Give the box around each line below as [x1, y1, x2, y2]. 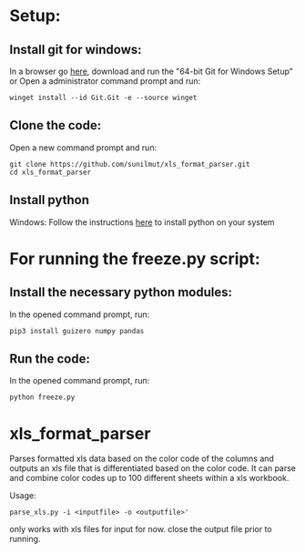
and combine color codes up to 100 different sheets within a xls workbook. [9, 473, 290, 484]
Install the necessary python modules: [9, 284, 232, 301]
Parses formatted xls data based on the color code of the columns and [9, 453, 275, 465]
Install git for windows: [9, 42, 143, 57]
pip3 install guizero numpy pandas [9, 326, 145, 335]
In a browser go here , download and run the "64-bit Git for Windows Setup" [9, 66, 294, 77]
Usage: [9, 490, 36, 501]
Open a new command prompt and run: [9, 142, 158, 153]
